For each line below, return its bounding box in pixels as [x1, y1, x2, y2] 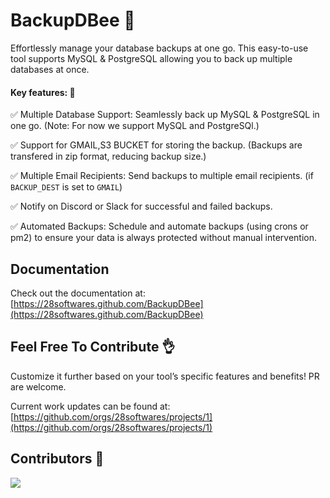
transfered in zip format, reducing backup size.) [10, 150, 207, 163]
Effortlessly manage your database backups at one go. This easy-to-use [10, 42, 309, 54]
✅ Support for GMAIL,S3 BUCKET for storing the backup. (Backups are [10, 139, 303, 151]
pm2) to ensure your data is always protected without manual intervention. [10, 232, 318, 244]
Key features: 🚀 [10, 86, 76, 98]
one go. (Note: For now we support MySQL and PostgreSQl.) [10, 120, 260, 132]
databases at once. [10, 63, 90, 75]
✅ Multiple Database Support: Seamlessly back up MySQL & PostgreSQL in [10, 109, 320, 121]
